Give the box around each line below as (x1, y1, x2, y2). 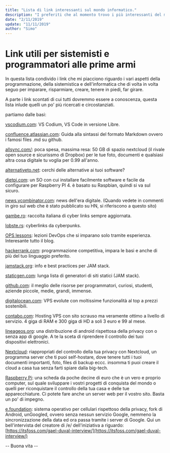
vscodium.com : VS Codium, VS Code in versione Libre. (5, 121, 120, 127)
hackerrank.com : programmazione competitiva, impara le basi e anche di (5, 248, 158, 254)
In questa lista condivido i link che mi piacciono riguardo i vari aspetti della (5, 76, 160, 82)
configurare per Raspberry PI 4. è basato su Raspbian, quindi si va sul (5, 182, 151, 188)
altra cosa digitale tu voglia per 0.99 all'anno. (5, 157, 99, 163)
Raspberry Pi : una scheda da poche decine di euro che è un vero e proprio (5, 375, 161, 381)
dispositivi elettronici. (5, 339, 50, 345)
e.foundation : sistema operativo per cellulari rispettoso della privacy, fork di (5, 406, 163, 412)
